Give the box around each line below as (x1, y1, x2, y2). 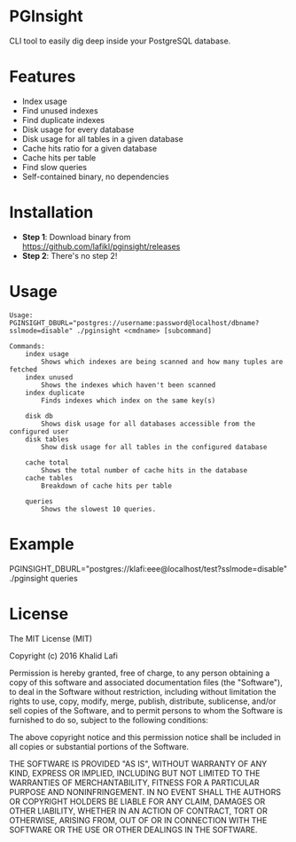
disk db (25, 411, 53, 420)
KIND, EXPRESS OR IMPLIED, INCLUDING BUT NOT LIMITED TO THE (9, 768, 261, 778)
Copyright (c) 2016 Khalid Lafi (9, 650, 118, 661)
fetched (9, 365, 38, 374)
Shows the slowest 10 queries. (41, 504, 157, 513)
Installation (9, 202, 94, 222)
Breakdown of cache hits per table (41, 481, 173, 490)
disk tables (25, 434, 69, 444)
